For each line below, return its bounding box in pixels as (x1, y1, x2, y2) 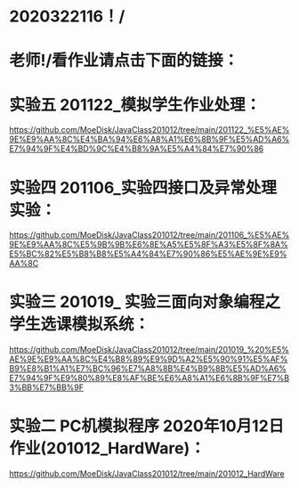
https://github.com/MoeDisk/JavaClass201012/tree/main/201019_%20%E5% (9, 345, 289, 355)
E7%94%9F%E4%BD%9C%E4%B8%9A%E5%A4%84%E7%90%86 (9, 143, 264, 154)
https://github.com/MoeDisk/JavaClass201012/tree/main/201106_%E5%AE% (9, 230, 290, 240)
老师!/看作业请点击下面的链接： (9, 51, 239, 70)
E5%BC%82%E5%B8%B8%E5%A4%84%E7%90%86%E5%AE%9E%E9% (9, 248, 287, 259)
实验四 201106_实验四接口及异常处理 (9, 177, 278, 198)
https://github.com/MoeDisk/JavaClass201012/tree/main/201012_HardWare (9, 468, 285, 479)
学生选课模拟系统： (9, 314, 150, 335)
